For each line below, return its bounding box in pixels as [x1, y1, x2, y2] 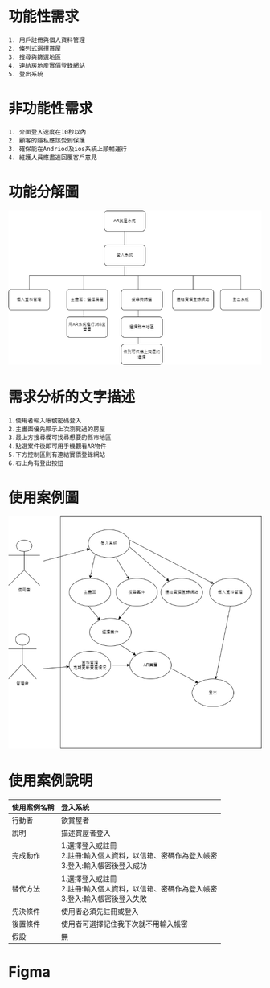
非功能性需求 [8, 100, 94, 117]
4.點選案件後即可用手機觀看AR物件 [8, 442, 107, 451]
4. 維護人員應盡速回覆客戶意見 [8, 154, 98, 162]
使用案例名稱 [11, 802, 55, 812]
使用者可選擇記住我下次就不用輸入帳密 [61, 919, 188, 928]
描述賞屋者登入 [61, 828, 111, 838]
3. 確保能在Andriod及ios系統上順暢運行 [8, 145, 127, 153]
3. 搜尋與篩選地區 [8, 53, 62, 61]
